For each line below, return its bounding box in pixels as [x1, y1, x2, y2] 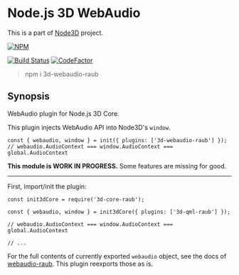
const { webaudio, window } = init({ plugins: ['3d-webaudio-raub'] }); [7, 136, 228, 144]
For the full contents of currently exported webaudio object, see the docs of [7, 252, 227, 260]
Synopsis [7, 90, 50, 102]
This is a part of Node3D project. [7, 28, 104, 37]
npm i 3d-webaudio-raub [24, 70, 99, 78]
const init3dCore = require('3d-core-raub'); [7, 195, 144, 203]
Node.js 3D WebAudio [7, 5, 141, 21]
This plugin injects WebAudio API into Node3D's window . [7, 123, 171, 131]
